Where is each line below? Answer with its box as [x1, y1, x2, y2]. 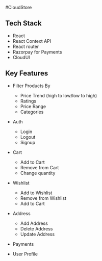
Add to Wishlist [20, 190, 53, 196]
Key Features [5, 69, 48, 78]
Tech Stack [5, 19, 42, 28]
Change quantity [20, 170, 56, 176]
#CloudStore [5, 5, 32, 10]
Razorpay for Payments [12, 48, 62, 55]
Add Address [20, 220, 48, 226]
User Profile [12, 251, 38, 257]
